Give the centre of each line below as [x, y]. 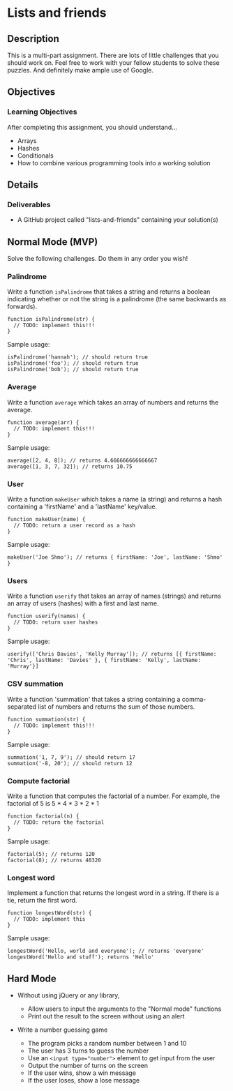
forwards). [22, 307]
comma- [194, 699]
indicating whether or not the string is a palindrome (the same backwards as [117, 299]
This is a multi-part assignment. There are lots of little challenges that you [113, 55]
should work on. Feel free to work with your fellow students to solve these [113, 63]
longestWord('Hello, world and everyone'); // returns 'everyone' [106, 951]
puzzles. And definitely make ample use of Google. [80, 70]
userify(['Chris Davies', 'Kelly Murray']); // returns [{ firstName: [112, 654]
